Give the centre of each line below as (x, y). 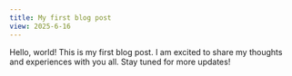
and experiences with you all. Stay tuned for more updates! (120, 62)
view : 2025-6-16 (40, 26)
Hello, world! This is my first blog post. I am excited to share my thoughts (146, 52)
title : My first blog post (60, 18)
